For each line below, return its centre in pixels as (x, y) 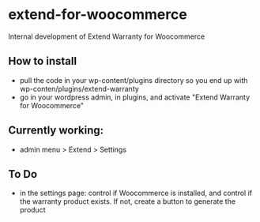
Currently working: (56, 131)
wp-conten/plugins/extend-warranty (79, 88)
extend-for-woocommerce (98, 15)
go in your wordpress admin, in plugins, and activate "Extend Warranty (135, 97)
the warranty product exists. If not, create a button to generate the (127, 201)
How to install (43, 61)
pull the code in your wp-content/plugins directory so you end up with (134, 80)
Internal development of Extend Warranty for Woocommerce (107, 36)
